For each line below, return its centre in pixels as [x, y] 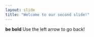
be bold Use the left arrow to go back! [45, 29]
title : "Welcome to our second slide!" [48, 15]
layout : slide [20, 10]
